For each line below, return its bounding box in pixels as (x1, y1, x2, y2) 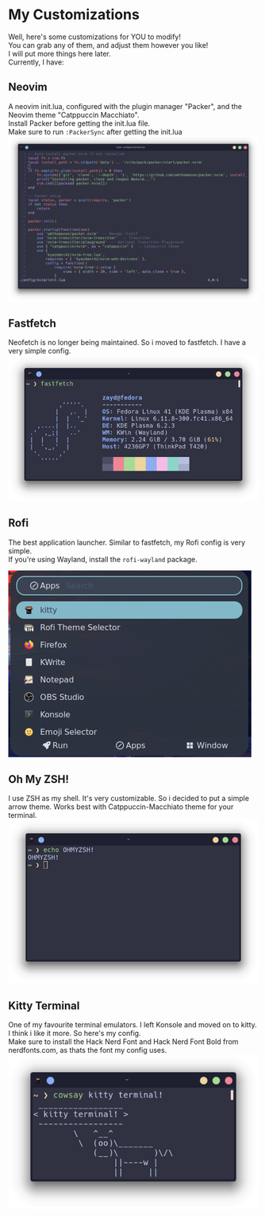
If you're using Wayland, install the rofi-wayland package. (8, 554, 198, 564)
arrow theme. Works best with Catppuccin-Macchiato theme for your (8, 802, 234, 811)
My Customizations (8, 6, 140, 24)
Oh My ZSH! (8, 772, 70, 786)
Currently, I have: (8, 57, 65, 67)
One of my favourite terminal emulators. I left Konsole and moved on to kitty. (8, 1020, 258, 1030)
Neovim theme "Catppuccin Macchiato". (8, 110, 140, 119)
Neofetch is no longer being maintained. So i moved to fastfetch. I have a (8, 338, 246, 347)
